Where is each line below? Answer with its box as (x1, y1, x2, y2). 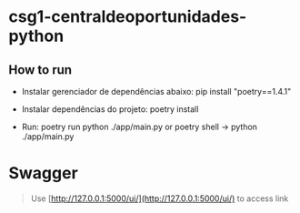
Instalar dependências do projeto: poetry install (21, 104, 199, 115)
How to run (8, 62, 73, 77)
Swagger (8, 163, 78, 184)
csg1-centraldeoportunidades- (8, 6, 247, 27)
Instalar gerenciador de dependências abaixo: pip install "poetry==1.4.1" (21, 86, 292, 96)
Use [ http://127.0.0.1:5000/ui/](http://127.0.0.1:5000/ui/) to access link (30, 193, 289, 204)
